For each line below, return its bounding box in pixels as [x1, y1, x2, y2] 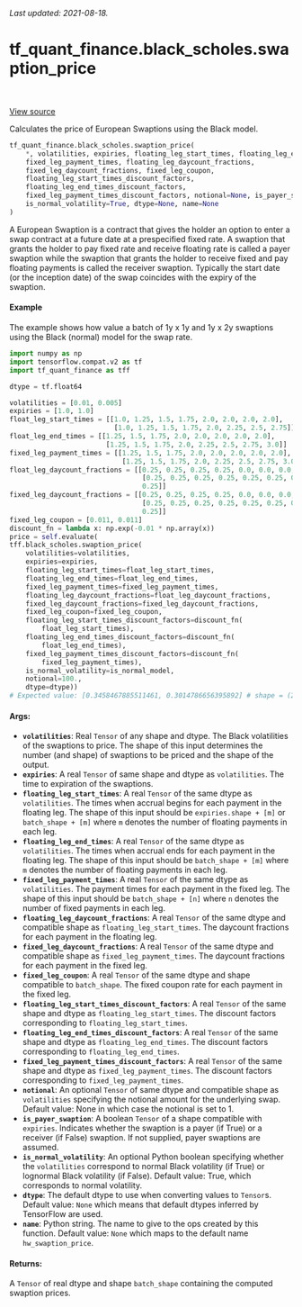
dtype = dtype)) [25, 683, 78, 692]
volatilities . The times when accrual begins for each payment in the [22, 798, 282, 808]
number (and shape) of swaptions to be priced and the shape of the [22, 750, 274, 761]
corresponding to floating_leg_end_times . [22, 1046, 180, 1057]
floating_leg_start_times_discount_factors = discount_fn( [25, 616, 244, 625]
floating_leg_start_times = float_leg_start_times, [25, 566, 216, 575]
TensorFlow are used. [22, 1209, 103, 1220]
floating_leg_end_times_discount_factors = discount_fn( [25, 633, 235, 642]
